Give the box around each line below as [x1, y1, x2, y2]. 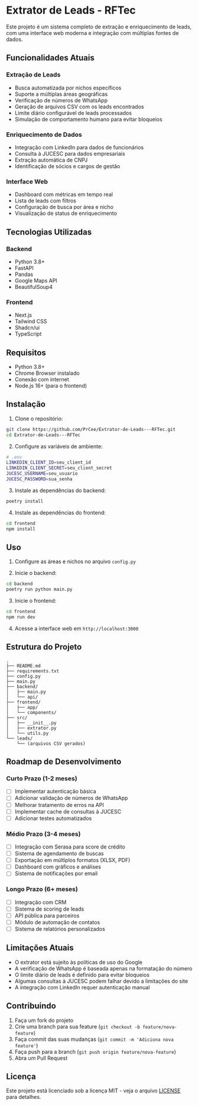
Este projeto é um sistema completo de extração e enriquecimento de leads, [6, 23, 192, 30]
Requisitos [6, 348, 46, 358]
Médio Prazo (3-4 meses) [6, 829, 81, 838]
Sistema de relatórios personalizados [14, 925, 105, 933]
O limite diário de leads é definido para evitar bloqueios [14, 971, 150, 978]
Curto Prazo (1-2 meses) [6, 774, 78, 783]
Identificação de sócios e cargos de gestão [14, 162, 121, 169]
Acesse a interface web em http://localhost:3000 [14, 625, 139, 632]
